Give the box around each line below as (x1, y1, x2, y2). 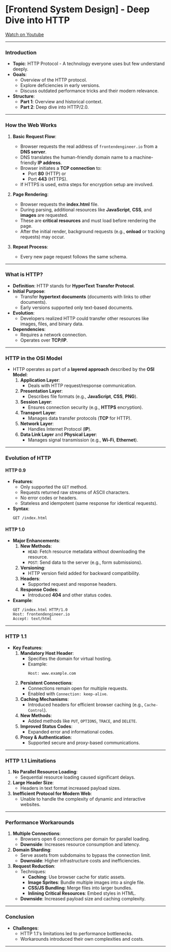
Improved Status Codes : (20, 723, 73, 729)
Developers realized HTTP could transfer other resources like (20, 315, 149, 321)
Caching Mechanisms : (20, 696, 69, 702)
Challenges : (12, 925, 39, 931)
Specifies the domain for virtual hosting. (27, 655, 112, 661)
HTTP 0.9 (5, 467, 26, 473)
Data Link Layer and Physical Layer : (20, 431, 98, 438)
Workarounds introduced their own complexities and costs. (20, 936, 144, 942)
